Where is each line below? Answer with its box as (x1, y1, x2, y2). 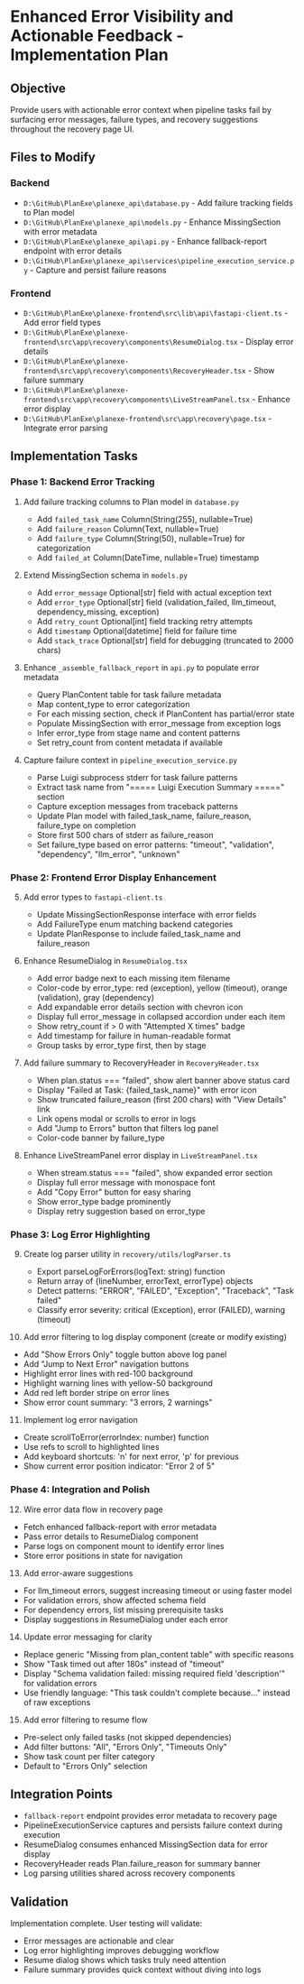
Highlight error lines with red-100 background (23, 1369, 193, 1380)
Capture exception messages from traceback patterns (36, 800, 238, 811)
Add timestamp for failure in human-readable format (36, 1030, 231, 1041)
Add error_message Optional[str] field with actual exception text (36, 586, 272, 597)
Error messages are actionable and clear (23, 1935, 175, 1946)
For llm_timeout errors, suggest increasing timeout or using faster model (23, 1585, 292, 1596)
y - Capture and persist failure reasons (23, 264, 167, 275)
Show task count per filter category (23, 1750, 156, 1761)
